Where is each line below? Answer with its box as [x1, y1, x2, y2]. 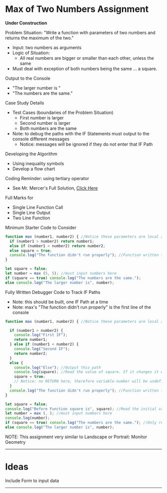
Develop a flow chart [12, 166, 55, 172]
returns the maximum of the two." [5, 35, 74, 41]
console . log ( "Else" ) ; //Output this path [14, 365, 101, 370]
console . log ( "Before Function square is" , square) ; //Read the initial [5, 406, 157, 411]
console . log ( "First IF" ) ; [14, 332, 68, 338]
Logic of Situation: [12, 50, 50, 56]
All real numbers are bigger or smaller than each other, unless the [19, 55, 154, 61]
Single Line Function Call [12, 204, 63, 210]
